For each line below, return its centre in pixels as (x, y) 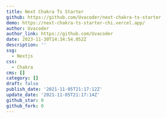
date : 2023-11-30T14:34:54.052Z (46, 39)
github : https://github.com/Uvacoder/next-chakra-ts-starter (84, 17)
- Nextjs (22, 56)
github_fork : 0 (25, 106)
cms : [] (16, 73)
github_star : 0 (25, 100)
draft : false (22, 84)
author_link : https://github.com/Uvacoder (60, 34)
